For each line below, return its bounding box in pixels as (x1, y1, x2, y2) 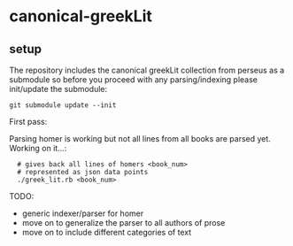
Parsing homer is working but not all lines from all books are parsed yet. (9, 134, 272, 143)
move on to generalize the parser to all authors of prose (21, 218, 226, 227)
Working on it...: (9, 143, 67, 153)
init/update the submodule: (9, 84, 108, 94)
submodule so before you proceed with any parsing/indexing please (9, 74, 258, 85)
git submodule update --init (9, 101, 117, 110)
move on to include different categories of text (21, 227, 192, 237)
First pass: (9, 117, 48, 127)
